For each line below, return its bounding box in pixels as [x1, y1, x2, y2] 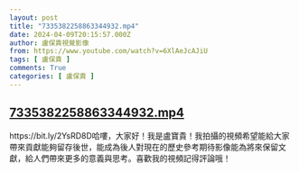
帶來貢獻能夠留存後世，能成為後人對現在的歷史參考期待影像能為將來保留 [9, 141, 278, 152]
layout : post [9, 13, 59, 23]
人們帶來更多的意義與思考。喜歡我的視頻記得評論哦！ [33, 152, 231, 163]
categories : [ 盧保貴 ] [9, 72, 95, 81]
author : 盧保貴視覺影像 [9, 38, 89, 48]
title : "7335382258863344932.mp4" [9, 22, 140, 31]
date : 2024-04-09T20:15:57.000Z [9, 30, 131, 39]
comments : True [9, 64, 67, 73]
